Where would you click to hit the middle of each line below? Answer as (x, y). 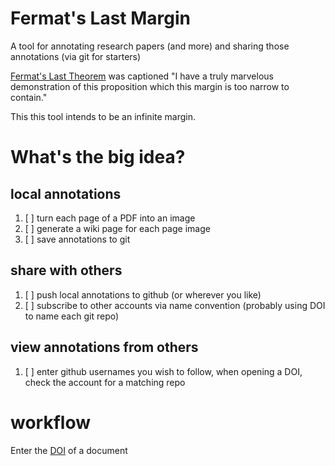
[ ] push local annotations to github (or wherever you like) (143, 294)
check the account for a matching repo (105, 382)
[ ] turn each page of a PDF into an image (110, 218)
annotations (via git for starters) (76, 56)
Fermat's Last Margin (100, 18)
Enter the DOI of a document (69, 450)
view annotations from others (104, 347)
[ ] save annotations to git (77, 239)
